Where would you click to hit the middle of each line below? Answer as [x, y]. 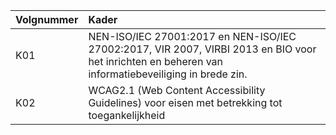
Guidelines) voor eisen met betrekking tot [185, 102]
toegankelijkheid [127, 115]
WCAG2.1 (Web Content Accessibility [177, 90]
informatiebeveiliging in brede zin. [168, 74]
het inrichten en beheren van [156, 61]
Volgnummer [47, 19]
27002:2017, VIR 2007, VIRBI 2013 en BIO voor [202, 49]
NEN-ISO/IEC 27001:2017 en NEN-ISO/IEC [192, 36]
